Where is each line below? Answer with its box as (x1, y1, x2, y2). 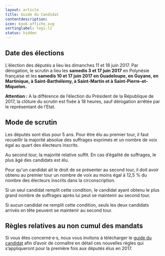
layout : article (5, 7, 39, 12)
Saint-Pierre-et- (114, 78, 148, 84)
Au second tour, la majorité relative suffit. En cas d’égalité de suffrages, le (5, 152, 157, 158)
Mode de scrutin (5, 118, 57, 127)
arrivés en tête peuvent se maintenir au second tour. (5, 207, 113, 213)
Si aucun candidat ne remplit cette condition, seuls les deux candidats (5, 202, 149, 208)
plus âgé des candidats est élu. (5, 157, 69, 163)
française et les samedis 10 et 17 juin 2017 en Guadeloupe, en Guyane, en (5, 73, 159, 79)
